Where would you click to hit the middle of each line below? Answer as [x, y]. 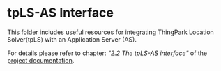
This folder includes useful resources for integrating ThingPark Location [110, 32]
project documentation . [41, 60]
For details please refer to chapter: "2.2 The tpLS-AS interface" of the [107, 53]
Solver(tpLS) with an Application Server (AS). [72, 39]
